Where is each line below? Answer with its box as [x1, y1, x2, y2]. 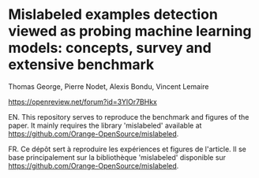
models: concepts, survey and [8, 39, 212, 57]
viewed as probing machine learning [8, 22, 252, 40]
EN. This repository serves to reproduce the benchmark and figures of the [8, 112, 250, 121]
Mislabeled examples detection [8, 6, 219, 24]
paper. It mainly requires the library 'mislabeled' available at [8, 121, 202, 130]
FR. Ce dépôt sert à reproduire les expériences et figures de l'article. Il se [8, 144, 246, 154]
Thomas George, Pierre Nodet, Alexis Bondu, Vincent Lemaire [8, 81, 209, 91]
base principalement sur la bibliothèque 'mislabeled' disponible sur [8, 152, 227, 162]
